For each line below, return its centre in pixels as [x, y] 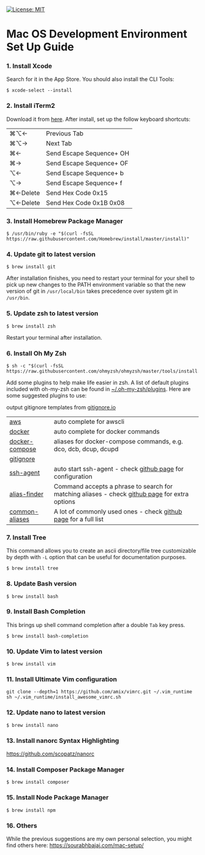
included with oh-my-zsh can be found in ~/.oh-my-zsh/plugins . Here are [99, 389]
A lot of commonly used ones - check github [118, 511]
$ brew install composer [38, 782]
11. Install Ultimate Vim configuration [62, 679]
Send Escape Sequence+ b [85, 173]
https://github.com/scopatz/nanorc [50, 754]
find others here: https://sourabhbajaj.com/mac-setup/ [75, 845]
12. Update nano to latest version [56, 712]
